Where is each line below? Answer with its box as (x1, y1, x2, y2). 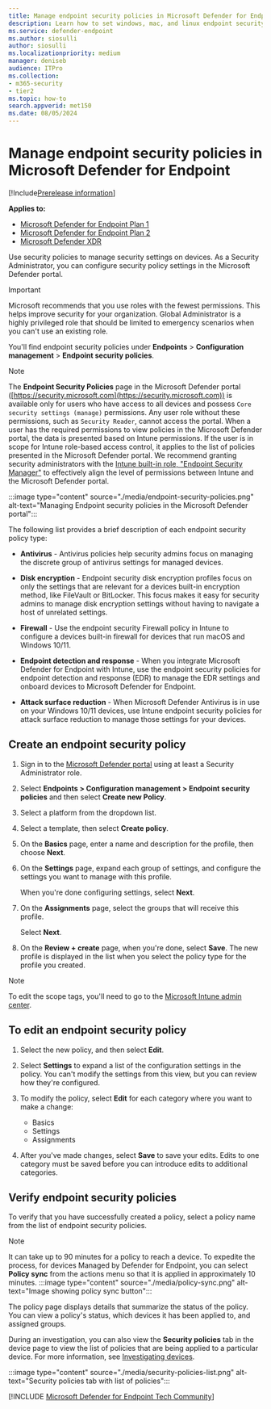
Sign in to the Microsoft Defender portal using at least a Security (19, 759, 234, 769)
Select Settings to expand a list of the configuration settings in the (19, 1060, 242, 1070)
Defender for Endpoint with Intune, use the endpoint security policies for (19, 664, 261, 674)
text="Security (8, 1376, 57, 1386)
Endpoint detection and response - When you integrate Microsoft (19, 656, 240, 665)
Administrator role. (19, 768, 82, 778)
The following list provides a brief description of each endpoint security (8, 524, 246, 534)
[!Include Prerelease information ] (8, 187, 116, 198)
